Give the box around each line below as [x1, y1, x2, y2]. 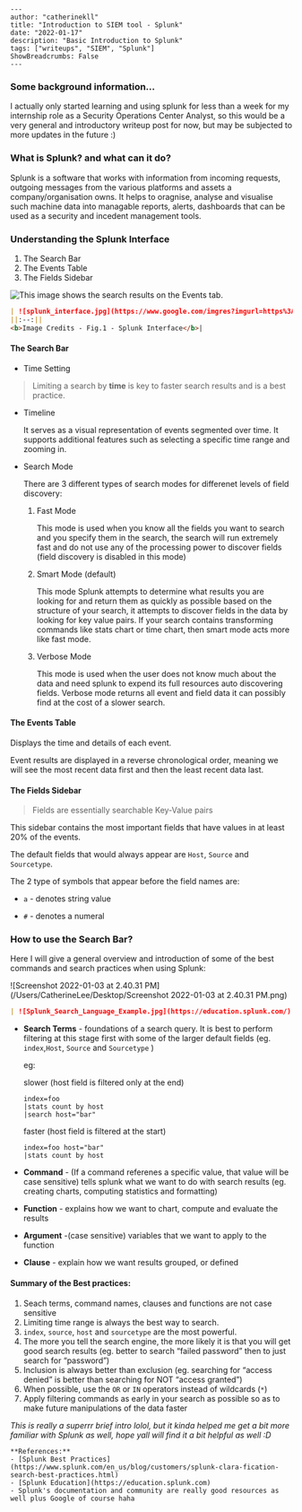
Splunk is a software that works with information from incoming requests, [10, 172, 281, 183]
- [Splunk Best [10, 1455, 67, 1464]
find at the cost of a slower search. [36, 697, 166, 708]
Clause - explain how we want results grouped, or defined [22, 1257, 239, 1268]
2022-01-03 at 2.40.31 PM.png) [170, 990, 288, 1001]
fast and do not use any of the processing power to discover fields [36, 542, 282, 552]
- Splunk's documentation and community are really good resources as [10, 1486, 280, 1495]
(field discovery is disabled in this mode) [36, 551, 186, 561]
